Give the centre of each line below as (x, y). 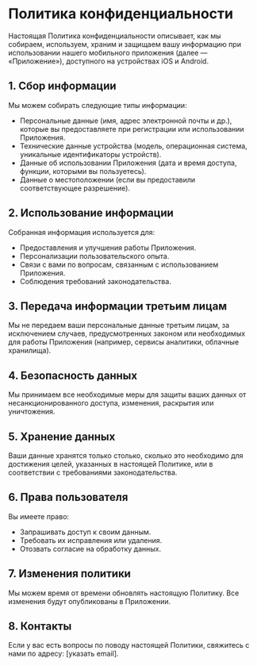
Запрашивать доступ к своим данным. (85, 532)
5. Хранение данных (62, 436)
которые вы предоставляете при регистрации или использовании (132, 129)
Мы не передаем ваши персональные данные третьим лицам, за (119, 325)
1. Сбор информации (62, 86)
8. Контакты (40, 627)
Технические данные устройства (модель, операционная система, (133, 146)
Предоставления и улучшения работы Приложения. (108, 248)
